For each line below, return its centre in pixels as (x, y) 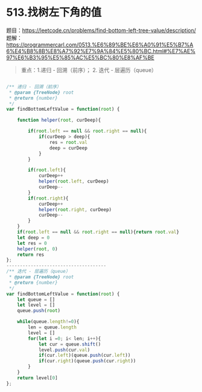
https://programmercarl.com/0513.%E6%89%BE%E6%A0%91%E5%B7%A (100, 44)
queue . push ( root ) (39, 311)
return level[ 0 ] (38, 378)
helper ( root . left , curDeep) (74, 181)
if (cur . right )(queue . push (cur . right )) (87, 361)
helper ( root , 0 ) (38, 249)
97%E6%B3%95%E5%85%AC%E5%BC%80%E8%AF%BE (80, 57)
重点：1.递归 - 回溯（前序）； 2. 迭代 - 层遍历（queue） (89, 70)
